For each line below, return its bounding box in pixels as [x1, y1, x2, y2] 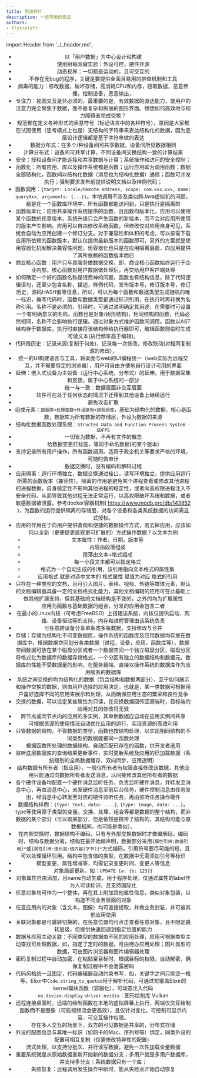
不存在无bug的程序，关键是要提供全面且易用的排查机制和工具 [29, 75, 178, 82]
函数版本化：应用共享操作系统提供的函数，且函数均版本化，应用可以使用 [15, 208, 191, 215]
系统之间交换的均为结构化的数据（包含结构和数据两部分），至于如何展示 [16, 676, 190, 683]
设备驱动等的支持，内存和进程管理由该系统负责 [51, 617, 165, 624]
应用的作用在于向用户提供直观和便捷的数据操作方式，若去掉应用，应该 [15, 522, 186, 529]
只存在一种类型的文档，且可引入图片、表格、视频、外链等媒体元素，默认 [15, 580, 191, 588]
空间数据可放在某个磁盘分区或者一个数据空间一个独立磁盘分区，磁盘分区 [15, 646, 191, 653]
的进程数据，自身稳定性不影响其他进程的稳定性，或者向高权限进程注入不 [15, 485, 191, 492]
